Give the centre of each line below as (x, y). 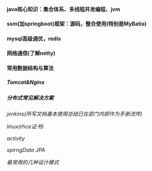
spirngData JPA (26, 150)
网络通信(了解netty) (31, 53)
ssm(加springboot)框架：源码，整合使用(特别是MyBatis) (77, 24)
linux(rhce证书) (25, 127)
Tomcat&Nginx (26, 82)
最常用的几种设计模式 (33, 162)
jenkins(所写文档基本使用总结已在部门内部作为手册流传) (75, 114)
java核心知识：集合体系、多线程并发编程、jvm (64, 9)
